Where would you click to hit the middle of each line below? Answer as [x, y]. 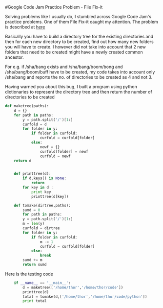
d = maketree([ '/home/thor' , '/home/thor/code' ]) [73, 287]
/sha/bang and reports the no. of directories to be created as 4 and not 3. [79, 77]
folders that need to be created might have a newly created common [74, 52]
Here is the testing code [29, 274]
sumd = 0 [31, 210]
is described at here [25, 27]
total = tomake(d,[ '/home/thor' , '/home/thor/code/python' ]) [85, 296]
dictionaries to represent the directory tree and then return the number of [79, 92]
